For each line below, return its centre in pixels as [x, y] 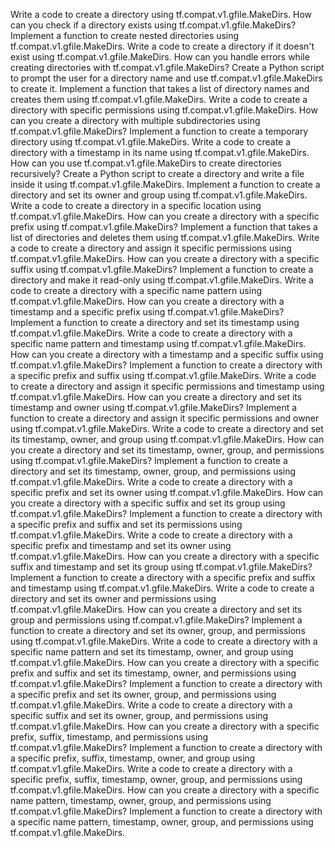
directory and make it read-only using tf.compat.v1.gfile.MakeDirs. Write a [162, 280]
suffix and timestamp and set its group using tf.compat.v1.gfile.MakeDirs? [161, 567]
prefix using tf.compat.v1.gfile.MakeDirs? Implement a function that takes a [164, 227]
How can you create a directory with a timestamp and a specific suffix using [167, 354]
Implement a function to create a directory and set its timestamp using [155, 322]
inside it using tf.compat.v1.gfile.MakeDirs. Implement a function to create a [165, 184]
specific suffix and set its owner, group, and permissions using [139, 715]
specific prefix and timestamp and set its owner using [121, 545]
